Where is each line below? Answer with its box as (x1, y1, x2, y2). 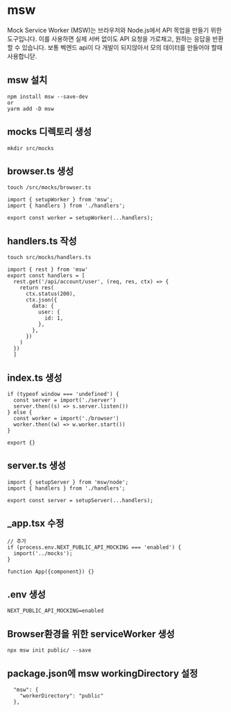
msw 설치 (7, 74, 48, 86)
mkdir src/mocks (7, 144, 54, 151)
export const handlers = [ (7, 272, 85, 279)
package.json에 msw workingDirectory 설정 (7, 668, 198, 679)
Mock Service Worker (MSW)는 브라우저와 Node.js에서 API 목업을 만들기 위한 (7, 26, 222, 34)
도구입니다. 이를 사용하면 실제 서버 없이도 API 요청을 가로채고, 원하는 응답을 (7, 34, 212, 43)
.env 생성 (7, 589, 46, 601)
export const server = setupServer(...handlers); (7, 497, 154, 504)
